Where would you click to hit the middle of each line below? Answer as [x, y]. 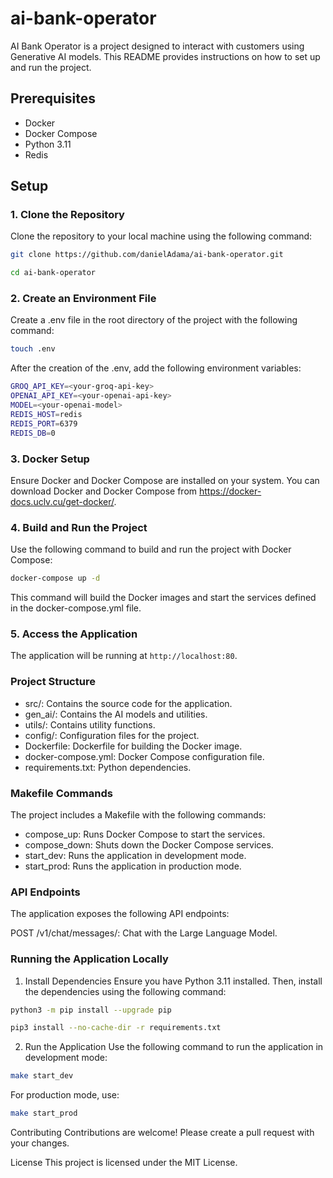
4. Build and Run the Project [79, 527]
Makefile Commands [61, 793]
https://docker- [230, 491]
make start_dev [42, 1076]
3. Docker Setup [50, 459]
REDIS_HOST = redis [46, 414]
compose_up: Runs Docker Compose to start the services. [145, 834]
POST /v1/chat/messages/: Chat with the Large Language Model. [144, 933]
